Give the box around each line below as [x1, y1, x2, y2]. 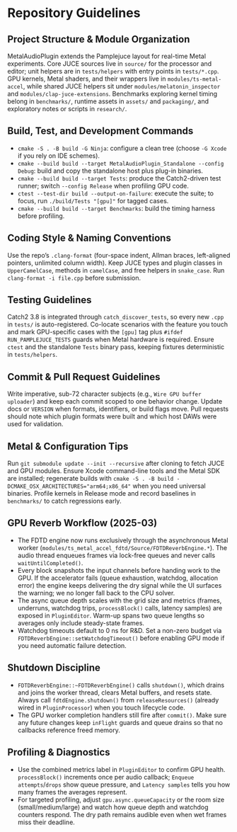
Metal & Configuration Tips [7, 440, 129, 452]
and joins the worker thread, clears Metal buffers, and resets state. [17, 688, 212, 697]
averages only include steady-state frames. [17, 618, 145, 627]
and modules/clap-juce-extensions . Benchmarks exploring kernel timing [7, 90, 218, 98]
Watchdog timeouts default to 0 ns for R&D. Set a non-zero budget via [17, 626, 222, 634]
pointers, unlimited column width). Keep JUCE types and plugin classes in [7, 258, 223, 267]
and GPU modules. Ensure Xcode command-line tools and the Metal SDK [7, 467, 221, 475]
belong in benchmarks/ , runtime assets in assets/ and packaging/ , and [7, 97, 209, 106]
